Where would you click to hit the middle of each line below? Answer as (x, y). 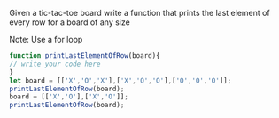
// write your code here (55, 64)
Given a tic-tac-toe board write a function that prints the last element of (139, 13)
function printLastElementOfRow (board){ (85, 56)
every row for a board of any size (70, 22)
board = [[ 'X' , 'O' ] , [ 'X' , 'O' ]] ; (69, 97)
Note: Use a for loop (46, 39)
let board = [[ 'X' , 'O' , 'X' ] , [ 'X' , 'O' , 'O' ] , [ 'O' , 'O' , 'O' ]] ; (120, 80)
